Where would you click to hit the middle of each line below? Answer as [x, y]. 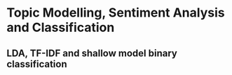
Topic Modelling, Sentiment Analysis [116, 13]
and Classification [61, 27]
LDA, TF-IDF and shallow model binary [92, 53]
